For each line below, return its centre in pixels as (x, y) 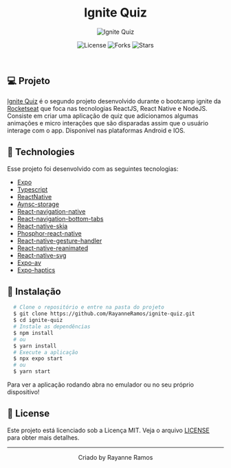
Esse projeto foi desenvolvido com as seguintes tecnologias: (93, 169)
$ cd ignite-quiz (38, 321)
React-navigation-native (51, 211)
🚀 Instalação (34, 291)
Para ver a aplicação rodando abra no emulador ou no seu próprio (101, 385)
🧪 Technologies (41, 152)
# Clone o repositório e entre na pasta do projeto (89, 307)
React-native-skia (42, 226)
